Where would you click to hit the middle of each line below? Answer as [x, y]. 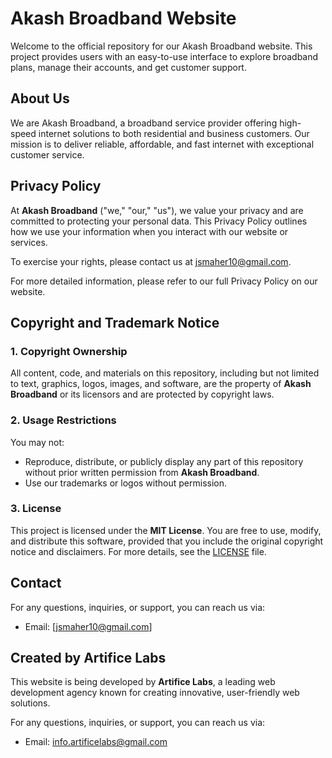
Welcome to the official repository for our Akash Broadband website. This [161, 46]
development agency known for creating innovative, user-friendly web [155, 693]
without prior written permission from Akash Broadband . [142, 472]
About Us [40, 98]
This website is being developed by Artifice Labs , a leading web [143, 682]
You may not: [37, 442]
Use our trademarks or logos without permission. [125, 483]
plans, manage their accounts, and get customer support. [128, 67]
